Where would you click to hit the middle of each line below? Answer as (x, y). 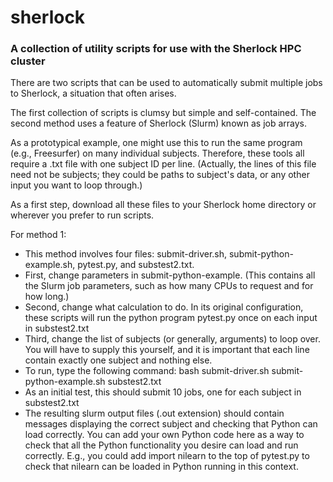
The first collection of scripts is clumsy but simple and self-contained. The (163, 113)
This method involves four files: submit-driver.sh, (126, 254)
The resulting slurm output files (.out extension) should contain (154, 413)
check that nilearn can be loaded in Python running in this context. (161, 467)
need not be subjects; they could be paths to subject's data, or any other (160, 175)
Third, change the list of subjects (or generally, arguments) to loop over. (172, 339)
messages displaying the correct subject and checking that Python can (171, 424)
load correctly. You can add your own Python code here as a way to (164, 435)
